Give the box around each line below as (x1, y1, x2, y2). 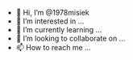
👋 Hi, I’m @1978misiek (15, 8, 90, 17)
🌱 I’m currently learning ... (15, 25, 102, 34)
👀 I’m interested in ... (15, 16, 85, 26)
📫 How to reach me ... (15, 43, 91, 52)
